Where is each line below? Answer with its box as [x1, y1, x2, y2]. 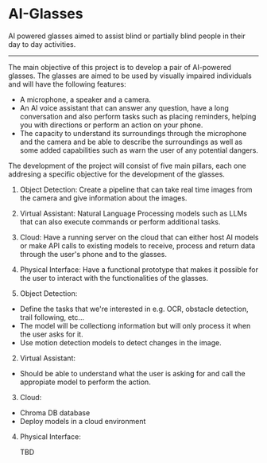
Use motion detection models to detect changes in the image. [19, 337, 222, 347]
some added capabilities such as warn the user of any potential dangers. [19, 145, 258, 155]
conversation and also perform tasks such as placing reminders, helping [19, 111, 257, 121]
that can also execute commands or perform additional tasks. [19, 216, 221, 227]
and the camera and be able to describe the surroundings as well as [19, 137, 243, 146]
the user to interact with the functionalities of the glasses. [19, 273, 209, 282]
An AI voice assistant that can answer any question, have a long [19, 103, 229, 112]
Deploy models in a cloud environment [19, 416, 146, 426]
